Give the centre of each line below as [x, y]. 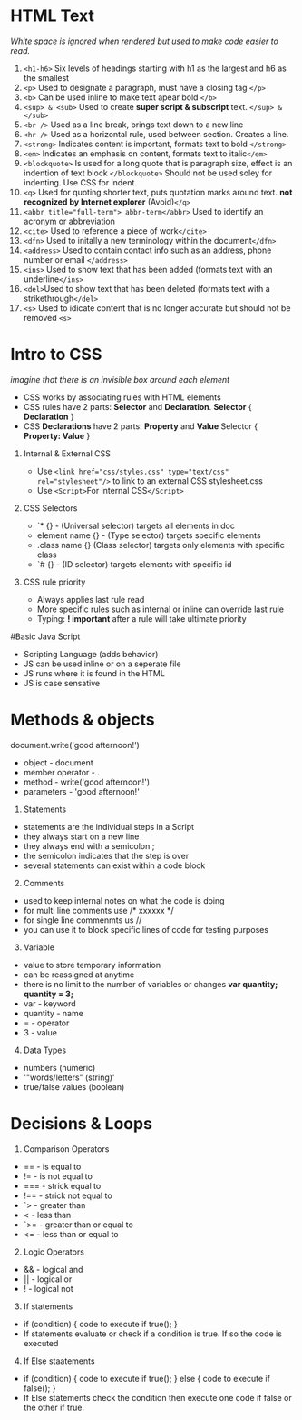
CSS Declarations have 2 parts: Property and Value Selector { [141, 426]
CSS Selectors [50, 508]
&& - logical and [53, 1269]
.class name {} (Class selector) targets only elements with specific [161, 545]
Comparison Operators [66, 1149]
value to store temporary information [92, 965]
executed [41, 1343]
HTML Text [52, 16]
